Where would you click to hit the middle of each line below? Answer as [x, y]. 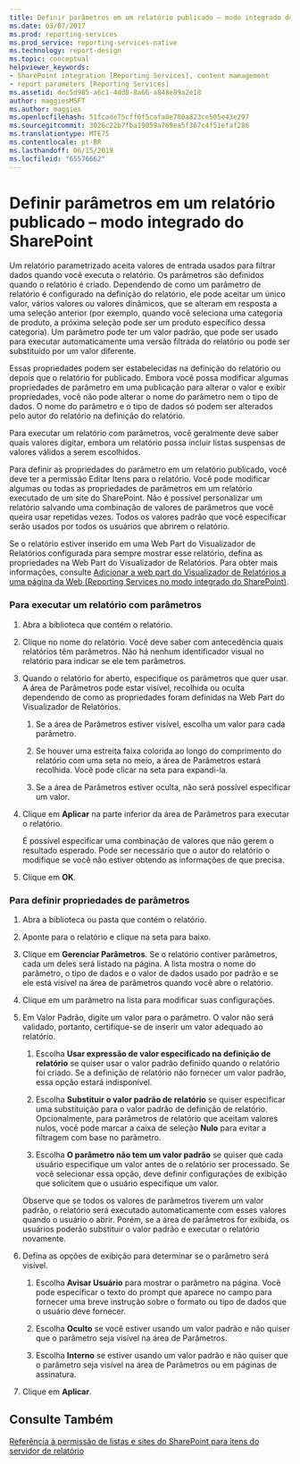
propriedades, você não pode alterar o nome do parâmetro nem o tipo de [144, 397]
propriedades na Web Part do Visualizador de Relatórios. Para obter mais [144, 563]
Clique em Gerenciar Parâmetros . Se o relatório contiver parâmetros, [150, 955]
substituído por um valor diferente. [73, 351]
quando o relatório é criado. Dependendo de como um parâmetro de [135, 285]
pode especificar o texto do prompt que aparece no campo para [154, 1292]
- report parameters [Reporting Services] [89, 84]
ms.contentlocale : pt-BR [55, 142]
